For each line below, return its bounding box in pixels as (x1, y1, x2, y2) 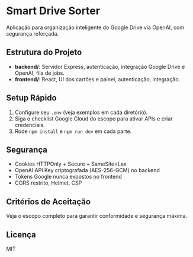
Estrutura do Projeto (6, 47, 82, 58)
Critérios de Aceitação (6, 196, 91, 207)
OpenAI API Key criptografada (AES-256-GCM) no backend (14, 167, 160, 174)
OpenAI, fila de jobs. (14, 69, 65, 77)
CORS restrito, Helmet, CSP (14, 179, 82, 186)
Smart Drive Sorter (6, 4, 101, 18)
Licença (6, 230, 37, 240)
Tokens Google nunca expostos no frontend (14, 173, 123, 180)
